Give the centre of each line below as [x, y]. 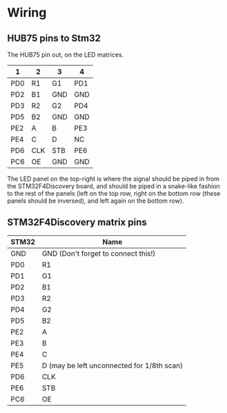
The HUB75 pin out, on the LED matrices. [66, 54]
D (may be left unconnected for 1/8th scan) [112, 365]
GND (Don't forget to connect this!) [99, 253]
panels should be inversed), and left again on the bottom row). [96, 201]
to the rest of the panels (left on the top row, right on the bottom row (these [114, 193]
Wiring [27, 13]
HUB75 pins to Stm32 [54, 38]
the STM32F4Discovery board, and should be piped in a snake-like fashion [114, 186]
